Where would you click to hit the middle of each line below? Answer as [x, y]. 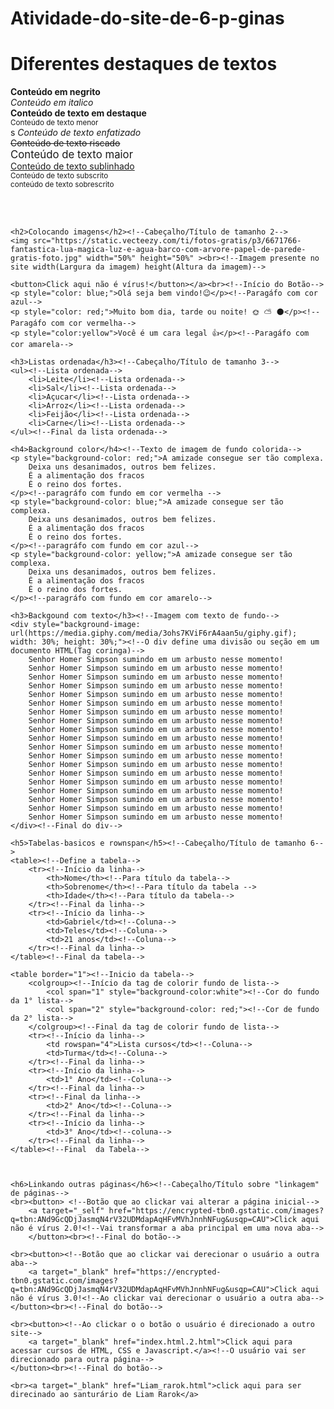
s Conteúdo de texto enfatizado [76, 133]
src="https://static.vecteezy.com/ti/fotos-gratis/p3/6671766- [167, 241]
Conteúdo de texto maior [71, 155]
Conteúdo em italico [52, 103]
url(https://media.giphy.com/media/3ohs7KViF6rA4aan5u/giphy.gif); [154, 633]
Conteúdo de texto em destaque [78, 113]
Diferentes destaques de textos [144, 64]
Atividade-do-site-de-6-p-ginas [147, 18]
